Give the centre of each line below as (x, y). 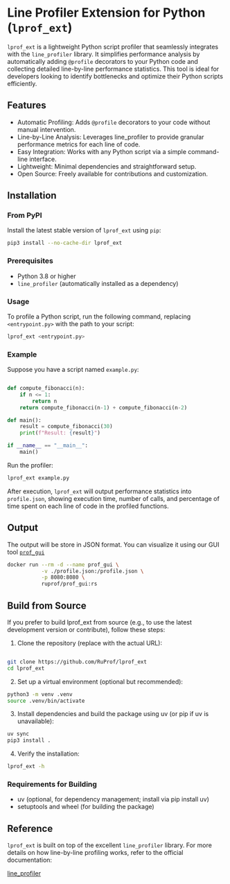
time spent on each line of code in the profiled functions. (88, 506)
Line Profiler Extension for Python (106, 13)
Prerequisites (30, 261)
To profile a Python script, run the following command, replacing (99, 316)
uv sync (18, 734)
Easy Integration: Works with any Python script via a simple (102, 151)
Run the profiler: (30, 465)
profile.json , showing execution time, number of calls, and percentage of (113, 498)
